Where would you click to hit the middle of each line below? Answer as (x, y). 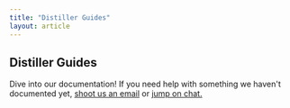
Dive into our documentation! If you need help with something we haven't (145, 84)
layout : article (40, 26)
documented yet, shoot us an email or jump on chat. (106, 94)
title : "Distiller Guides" (60, 18)
